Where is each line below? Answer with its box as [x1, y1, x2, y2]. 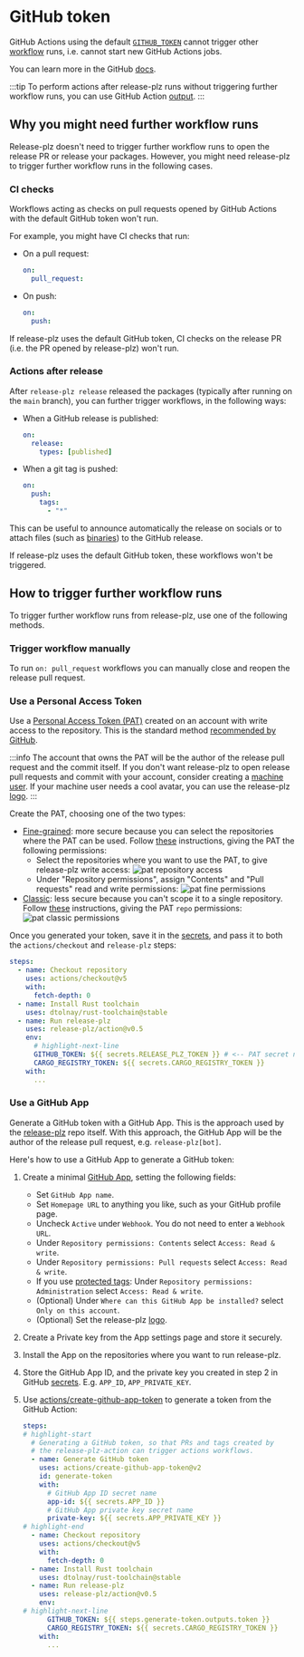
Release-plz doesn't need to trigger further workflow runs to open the [9, 140, 270, 151]
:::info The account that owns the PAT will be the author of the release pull [9, 752, 285, 763]
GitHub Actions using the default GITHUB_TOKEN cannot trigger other [9, 36, 259, 47]
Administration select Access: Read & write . [35, 1285, 204, 1296]
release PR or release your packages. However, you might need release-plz [9, 150, 291, 161]
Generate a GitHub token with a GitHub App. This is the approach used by [9, 1117, 285, 1128]
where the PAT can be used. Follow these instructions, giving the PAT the [22, 835, 295, 846]
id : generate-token [39, 1472, 113, 1481]
